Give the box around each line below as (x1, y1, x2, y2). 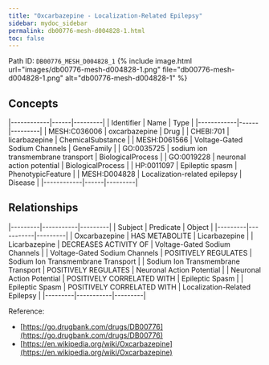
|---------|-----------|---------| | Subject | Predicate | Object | (8, 222, 214, 232)
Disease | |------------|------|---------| (8, 178, 138, 187)
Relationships (8, 201, 79, 215)
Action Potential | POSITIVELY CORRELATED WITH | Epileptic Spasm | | (8, 273, 243, 283)
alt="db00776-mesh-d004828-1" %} (65, 73, 188, 83)
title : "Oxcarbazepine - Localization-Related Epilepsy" (8, 11, 203, 20)
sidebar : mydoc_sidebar (8, 19, 88, 27)
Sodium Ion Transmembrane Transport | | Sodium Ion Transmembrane (8, 256, 241, 266)
